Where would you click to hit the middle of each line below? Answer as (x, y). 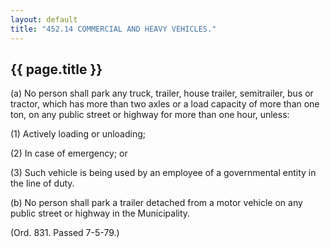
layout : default (44, 19)
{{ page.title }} (56, 69)
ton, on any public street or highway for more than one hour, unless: (150, 115)
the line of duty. (42, 183)
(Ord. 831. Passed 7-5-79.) (65, 233)
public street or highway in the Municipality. (100, 213)
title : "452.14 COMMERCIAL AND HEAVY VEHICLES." (113, 29)
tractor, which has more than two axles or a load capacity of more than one (165, 104)
